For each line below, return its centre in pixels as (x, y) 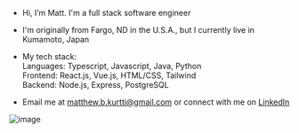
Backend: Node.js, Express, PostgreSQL (95, 85)
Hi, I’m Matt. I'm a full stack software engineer (106, 13)
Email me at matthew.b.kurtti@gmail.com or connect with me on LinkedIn (156, 102)
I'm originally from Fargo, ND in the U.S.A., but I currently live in (138, 30)
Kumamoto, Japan (56, 39)
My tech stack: (49, 56)
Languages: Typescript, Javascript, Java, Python (112, 66)
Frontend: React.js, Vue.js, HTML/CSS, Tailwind (109, 75)
